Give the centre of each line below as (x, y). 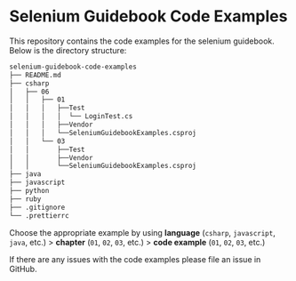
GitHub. (23, 269)
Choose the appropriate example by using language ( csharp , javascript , (142, 232)
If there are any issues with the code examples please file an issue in (135, 259)
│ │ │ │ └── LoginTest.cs (71, 116)
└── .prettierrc (39, 215)
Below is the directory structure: (68, 50)
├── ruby (25, 199)
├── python (29, 191)
